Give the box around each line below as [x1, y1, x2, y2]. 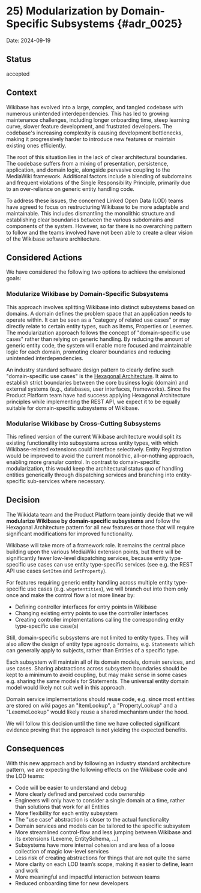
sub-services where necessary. [27, 477, 106, 484]
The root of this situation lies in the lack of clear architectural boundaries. [6, 153, 187, 160]
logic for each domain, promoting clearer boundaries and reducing [6, 348, 171, 355]
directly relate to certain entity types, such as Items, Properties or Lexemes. [6, 322, 194, 329]
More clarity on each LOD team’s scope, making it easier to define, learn [14, 860, 194, 868]
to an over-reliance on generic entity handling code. [6, 185, 135, 193]
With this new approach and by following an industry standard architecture [6, 759, 191, 766]
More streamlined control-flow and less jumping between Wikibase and [14, 828, 192, 835]
